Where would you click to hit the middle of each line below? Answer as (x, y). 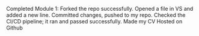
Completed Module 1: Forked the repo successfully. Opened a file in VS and (100, 9)
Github (14, 28)
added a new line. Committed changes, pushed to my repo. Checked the (96, 15)
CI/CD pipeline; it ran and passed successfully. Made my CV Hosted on (94, 21)
